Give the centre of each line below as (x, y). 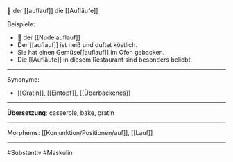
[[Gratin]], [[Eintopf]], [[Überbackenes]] (74, 93)
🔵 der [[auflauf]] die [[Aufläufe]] (53, 11)
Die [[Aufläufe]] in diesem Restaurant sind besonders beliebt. (105, 60)
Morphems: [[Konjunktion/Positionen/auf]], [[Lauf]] (80, 133)
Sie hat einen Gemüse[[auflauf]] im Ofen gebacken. (91, 52)
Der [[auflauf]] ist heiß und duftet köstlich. (77, 45)
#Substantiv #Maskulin (40, 153)
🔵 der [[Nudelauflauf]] (49, 37)
